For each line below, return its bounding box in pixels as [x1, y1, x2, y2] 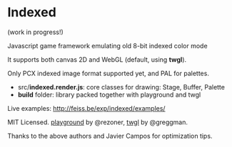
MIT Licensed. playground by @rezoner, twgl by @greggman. [7, 118, 188, 126]
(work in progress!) [7, 28, 64, 36]
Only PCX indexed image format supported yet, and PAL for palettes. [7, 69, 209, 77]
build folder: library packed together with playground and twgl [17, 90, 201, 99]
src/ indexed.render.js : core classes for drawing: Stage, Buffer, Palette [17, 82, 225, 91]
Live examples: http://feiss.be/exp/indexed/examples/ [7, 104, 166, 112]
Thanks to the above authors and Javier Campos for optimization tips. [7, 131, 213, 140]
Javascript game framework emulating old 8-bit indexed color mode [7, 41, 208, 50]
